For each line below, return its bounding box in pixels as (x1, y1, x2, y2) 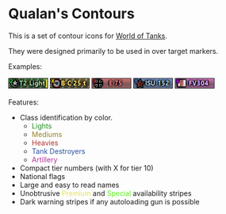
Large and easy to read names (19, 180, 120, 189)
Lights (31, 120, 52, 131)
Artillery (31, 155, 58, 164)
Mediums (31, 129, 63, 139)
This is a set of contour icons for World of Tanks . (8, 31, 168, 40)
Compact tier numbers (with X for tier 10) (19, 163, 154, 173)
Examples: (8, 61, 42, 71)
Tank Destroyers (31, 146, 86, 155)
